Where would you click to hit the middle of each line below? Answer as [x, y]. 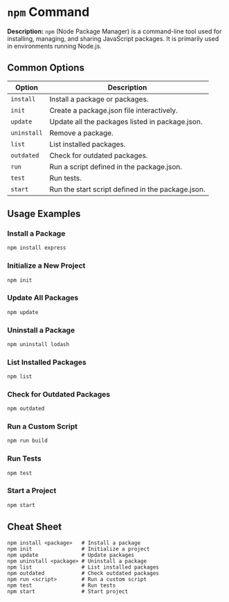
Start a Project [32, 491]
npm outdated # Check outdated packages [83, 573]
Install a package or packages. [99, 99]
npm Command [48, 12]
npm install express [37, 248]
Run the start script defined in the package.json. [127, 189]
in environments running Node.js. [55, 46]
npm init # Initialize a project [79, 549]
